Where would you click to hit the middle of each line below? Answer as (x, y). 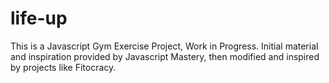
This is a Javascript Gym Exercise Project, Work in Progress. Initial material (164, 46)
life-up (39, 18)
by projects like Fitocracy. (63, 67)
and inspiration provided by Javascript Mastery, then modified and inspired (165, 56)
